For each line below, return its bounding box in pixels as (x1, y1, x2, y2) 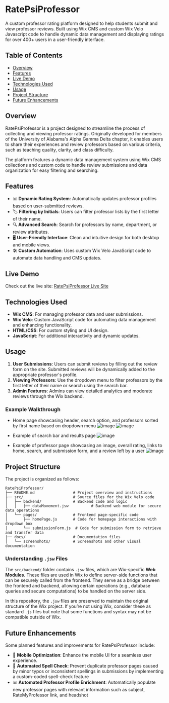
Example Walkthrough (5, 405, 61, 413)
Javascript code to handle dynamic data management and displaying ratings (5, 31, 164, 37)
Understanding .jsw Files (5, 555, 68, 562)
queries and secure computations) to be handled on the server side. (5, 588, 147, 594)
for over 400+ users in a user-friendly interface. (5, 36, 105, 43)
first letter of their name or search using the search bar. (12, 382, 128, 388)
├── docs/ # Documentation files (5, 534, 121, 539)
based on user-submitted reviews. (12, 203, 84, 209)
